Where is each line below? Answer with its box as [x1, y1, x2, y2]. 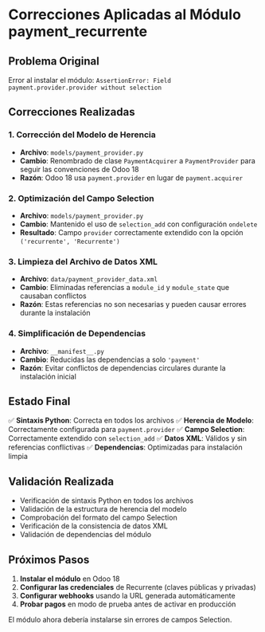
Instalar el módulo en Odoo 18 [19, 574, 120, 583]
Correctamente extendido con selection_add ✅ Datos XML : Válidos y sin [8, 434, 247, 443]
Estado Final [8, 395, 71, 408]
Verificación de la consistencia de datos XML [19, 521, 169, 531]
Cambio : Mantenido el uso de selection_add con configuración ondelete [19, 219, 258, 229]
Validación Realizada [8, 474, 114, 488]
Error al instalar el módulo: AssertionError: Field [8, 76, 171, 84]
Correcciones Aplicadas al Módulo [8, 6, 241, 24]
